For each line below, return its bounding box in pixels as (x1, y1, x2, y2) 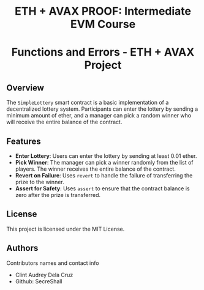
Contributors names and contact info (6, 259, 99, 267)
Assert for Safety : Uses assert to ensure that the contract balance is (15, 185, 190, 192)
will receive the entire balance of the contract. (6, 118, 123, 126)
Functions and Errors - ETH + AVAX (11, 45, 195, 59)
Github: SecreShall (15, 277, 62, 285)
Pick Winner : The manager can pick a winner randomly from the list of (15, 159, 194, 166)
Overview (6, 83, 45, 93)
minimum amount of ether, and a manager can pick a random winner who (6, 112, 192, 119)
